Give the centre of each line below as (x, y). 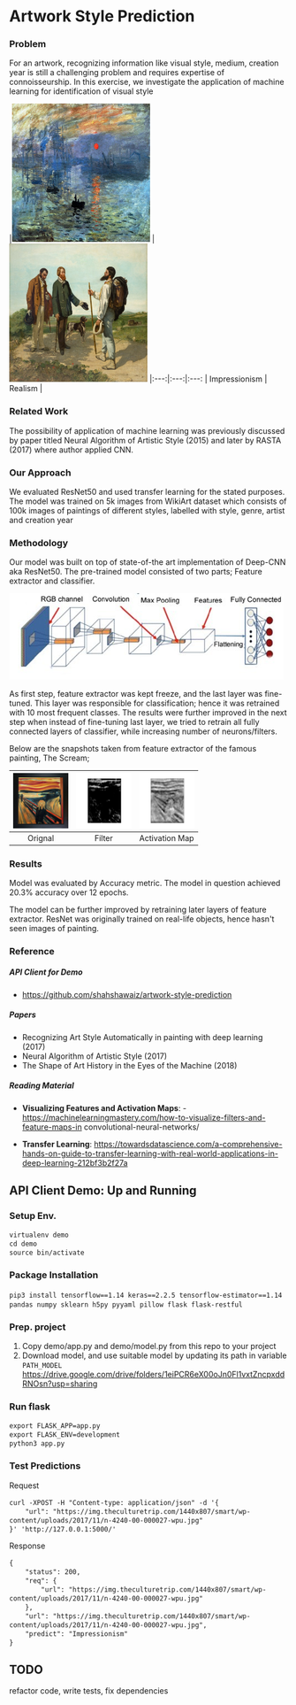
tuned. (21, 703)
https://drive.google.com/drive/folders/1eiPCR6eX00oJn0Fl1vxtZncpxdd (153, 1375)
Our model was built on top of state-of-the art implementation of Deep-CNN (148, 562)
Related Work (39, 412)
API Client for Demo (46, 972)
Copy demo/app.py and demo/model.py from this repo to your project (149, 1346)
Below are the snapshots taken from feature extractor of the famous (133, 749)
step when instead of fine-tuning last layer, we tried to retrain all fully (134, 722)
